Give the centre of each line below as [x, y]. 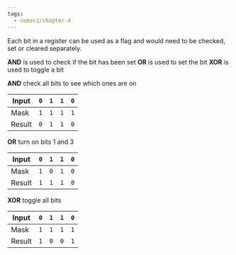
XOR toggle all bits [34, 200]
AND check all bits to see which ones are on [72, 83]
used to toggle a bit [35, 69]
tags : [15, 14]
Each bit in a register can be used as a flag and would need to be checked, [116, 40]
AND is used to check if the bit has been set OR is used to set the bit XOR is [118, 62]
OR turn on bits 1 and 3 [41, 142]
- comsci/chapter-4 [43, 21]
